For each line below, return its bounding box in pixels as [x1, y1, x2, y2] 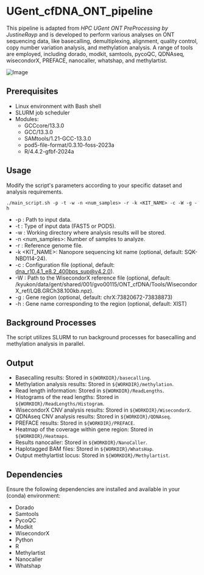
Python [15, 536, 33, 543]
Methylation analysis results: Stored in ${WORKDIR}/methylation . [15, 381, 174, 388]
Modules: [15, 115, 39, 122]
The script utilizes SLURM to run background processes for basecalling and [6, 334, 196, 341]
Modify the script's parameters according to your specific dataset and [6, 182, 183, 189]
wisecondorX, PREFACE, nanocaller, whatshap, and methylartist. [6, 57, 167, 64]
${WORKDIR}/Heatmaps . [15, 432, 69, 440]
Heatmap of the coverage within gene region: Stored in [15, 426, 153, 433]
